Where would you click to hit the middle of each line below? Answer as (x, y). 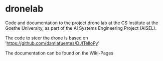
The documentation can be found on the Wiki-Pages (59, 53)
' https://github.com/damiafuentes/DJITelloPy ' (52, 43)
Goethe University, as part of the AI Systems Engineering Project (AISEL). (81, 28)
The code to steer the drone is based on (47, 38)
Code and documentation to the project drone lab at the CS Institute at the (82, 23)
